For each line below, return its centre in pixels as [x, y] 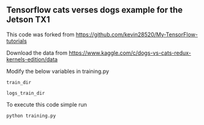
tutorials [17, 41]
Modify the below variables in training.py [58, 71]
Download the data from [37, 53]
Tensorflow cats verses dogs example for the [95, 10]
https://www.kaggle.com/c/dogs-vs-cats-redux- [130, 53]
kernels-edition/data [32, 59]
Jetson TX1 [28, 20]
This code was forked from [40, 34]
